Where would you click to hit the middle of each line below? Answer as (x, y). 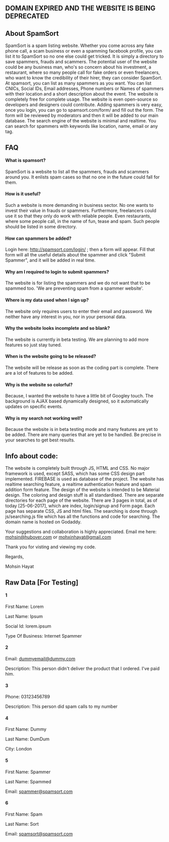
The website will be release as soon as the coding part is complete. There (82, 368)
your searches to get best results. (40, 440)
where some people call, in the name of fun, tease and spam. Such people (82, 221)
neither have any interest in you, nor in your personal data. (66, 317)
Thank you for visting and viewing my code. (51, 547)
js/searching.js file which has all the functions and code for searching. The (83, 517)
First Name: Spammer (28, 772)
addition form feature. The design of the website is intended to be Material (82, 490)
